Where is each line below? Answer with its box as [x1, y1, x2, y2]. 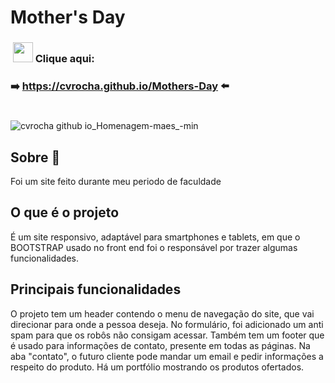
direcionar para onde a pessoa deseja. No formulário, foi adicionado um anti [10, 318, 324, 330]
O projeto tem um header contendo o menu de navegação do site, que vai [10, 307, 315, 320]
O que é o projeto [10, 204, 120, 221]
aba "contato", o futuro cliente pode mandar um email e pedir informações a [10, 350, 324, 362]
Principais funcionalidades [10, 281, 182, 298]
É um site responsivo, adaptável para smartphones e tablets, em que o [10, 231, 301, 243]
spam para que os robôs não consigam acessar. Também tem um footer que [10, 329, 325, 341]
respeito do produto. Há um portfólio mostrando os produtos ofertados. [10, 361, 305, 373]
